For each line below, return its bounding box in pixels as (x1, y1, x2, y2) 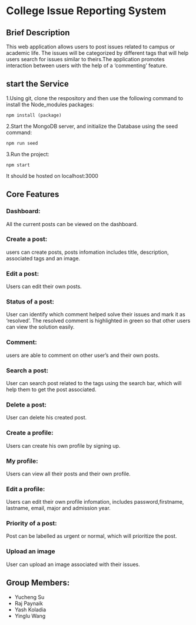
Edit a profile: (6, 485, 45, 493)
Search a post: (6, 366, 49, 375)
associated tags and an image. (6, 254, 81, 262)
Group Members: (6, 578, 70, 588)
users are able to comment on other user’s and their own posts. (6, 352, 160, 359)
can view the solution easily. (6, 323, 75, 330)
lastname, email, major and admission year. (6, 505, 111, 512)
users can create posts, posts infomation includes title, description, (6, 249, 169, 256)
